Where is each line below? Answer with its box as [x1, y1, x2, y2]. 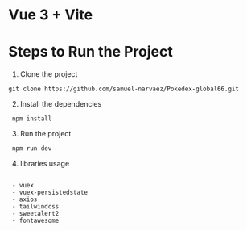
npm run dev [11, 145, 52, 153]
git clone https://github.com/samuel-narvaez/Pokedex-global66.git [8, 85, 240, 94]
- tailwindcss [11, 203, 60, 211]
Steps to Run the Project [8, 43, 173, 61]
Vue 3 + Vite [8, 6, 93, 24]
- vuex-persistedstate [11, 188, 89, 197]
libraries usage [19, 159, 70, 169]
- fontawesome [11, 216, 60, 225]
